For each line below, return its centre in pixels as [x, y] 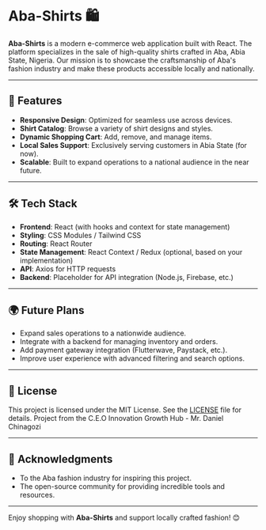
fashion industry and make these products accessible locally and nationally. [131, 68]
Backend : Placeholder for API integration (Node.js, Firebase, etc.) [126, 277]
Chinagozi [25, 427]
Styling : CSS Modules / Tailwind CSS [80, 235]
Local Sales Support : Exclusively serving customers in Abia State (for [133, 145]
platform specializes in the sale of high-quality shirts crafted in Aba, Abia [127, 51]
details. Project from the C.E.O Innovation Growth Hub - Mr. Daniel [116, 418]
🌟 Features [35, 101]
